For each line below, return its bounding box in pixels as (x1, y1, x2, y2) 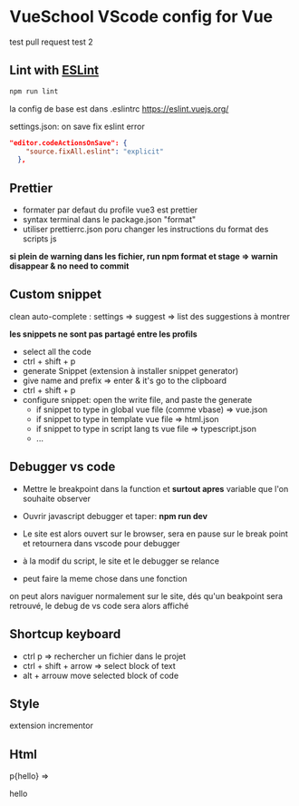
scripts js (22, 233, 57, 244)
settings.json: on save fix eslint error (9, 121, 145, 132)
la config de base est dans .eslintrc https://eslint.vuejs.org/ (9, 103, 229, 114)
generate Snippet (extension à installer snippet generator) (22, 365, 239, 376)
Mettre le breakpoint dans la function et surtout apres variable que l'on (22, 483, 289, 494)
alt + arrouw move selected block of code (22, 670, 179, 681)
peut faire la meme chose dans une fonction (22, 573, 188, 584)
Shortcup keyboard (9, 626, 121, 642)
